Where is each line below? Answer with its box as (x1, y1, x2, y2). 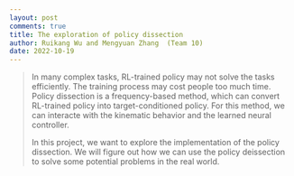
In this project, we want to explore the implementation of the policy (31, 137, 280, 148)
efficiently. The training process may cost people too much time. (31, 81, 271, 92)
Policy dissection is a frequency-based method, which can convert (31, 91, 280, 102)
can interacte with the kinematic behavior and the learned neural (31, 110, 272, 121)
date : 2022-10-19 (9, 47, 75, 56)
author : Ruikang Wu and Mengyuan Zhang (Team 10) (9, 38, 204, 48)
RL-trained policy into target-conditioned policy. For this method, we (31, 100, 286, 111)
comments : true (9, 22, 67, 31)
